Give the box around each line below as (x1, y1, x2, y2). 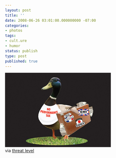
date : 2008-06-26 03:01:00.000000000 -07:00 (5, 18, 96, 23)
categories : (5, 23, 29, 28)
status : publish (5, 48, 38, 53)
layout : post (5, 8, 31, 13)
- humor (5, 43, 21, 48)
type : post (5, 54, 27, 58)
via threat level (5, 148, 35, 154)
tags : (5, 33, 16, 38)
